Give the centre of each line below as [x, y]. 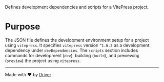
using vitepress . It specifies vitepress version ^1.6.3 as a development [77, 45]
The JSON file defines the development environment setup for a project [77, 40]
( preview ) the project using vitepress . [43, 61]
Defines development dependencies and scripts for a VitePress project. [77, 7]
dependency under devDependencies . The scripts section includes [72, 50]
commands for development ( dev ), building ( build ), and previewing [72, 55]
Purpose [23, 27]
